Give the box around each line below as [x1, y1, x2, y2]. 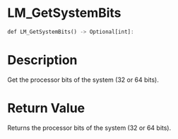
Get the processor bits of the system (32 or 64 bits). [7, 75, 159, 84]
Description [7, 52, 78, 68]
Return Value [7, 100, 85, 116]
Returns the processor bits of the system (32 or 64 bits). [7, 123, 172, 132]
